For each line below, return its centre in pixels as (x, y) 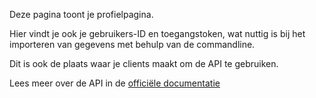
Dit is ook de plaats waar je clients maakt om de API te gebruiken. (144, 63)
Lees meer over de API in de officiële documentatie (115, 83)
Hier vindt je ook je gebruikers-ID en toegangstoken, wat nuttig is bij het (157, 33)
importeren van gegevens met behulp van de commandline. (132, 44)
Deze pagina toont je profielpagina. (81, 14)
